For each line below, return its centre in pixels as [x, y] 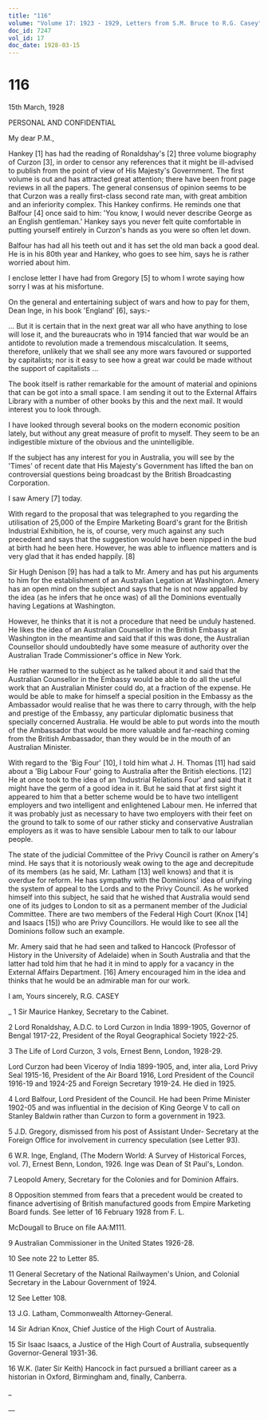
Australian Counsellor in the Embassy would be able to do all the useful [125, 680]
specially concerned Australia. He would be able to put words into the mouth [134, 722]
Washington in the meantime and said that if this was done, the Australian [129, 638]
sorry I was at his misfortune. [56, 287]
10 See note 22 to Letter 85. [54, 1258]
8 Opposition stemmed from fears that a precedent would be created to [126, 1195]
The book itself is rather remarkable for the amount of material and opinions [133, 384]
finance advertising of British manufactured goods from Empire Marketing [130, 1203]
